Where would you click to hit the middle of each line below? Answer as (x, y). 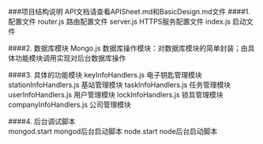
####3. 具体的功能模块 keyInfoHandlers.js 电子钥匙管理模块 (105, 75)
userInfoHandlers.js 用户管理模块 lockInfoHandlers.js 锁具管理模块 (116, 95)
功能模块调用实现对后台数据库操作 (70, 58)
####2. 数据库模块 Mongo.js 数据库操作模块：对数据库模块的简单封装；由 (128, 48)
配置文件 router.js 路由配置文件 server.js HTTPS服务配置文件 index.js (120, 21)
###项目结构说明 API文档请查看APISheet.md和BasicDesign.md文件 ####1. (129, 11)
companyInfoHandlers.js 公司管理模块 (70, 104)
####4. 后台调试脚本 (42, 121)
